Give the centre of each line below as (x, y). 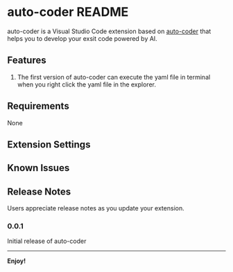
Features (27, 61)
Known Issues (38, 168)
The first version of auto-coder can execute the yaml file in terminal (114, 77)
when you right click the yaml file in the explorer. (86, 84)
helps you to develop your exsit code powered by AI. (82, 38)
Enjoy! (17, 261)
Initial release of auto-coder (47, 241)
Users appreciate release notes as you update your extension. (96, 208)
